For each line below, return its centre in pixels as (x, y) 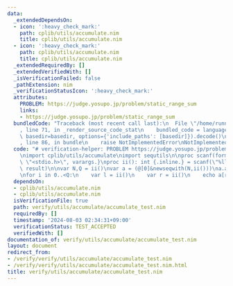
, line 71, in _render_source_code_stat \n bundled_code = (110, 130)
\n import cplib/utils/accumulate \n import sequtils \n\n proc (107, 156)
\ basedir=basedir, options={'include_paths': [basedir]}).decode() (121, 136)
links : (29, 110)
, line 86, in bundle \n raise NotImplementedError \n (102, 143)
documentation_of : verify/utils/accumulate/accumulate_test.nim (102, 239)
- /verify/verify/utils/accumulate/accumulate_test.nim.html (97, 265)
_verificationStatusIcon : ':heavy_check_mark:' (84, 91)
